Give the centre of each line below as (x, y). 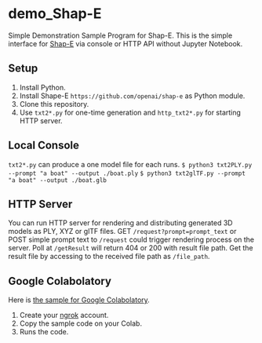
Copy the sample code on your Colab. (81, 323)
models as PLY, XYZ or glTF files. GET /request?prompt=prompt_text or (122, 232)
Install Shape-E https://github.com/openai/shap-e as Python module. (132, 96)
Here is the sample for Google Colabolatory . (79, 300)
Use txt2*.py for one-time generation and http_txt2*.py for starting (130, 112)
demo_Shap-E (55, 14)
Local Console (44, 146)
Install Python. (43, 87)
